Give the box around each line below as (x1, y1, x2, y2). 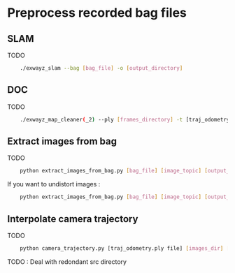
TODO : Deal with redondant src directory (7, 257, 127, 266)
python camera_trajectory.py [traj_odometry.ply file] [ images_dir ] (20, 244, 224, 252)
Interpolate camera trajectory (7, 213, 138, 225)
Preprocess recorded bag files (7, 5, 187, 21)
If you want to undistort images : (7, 180, 101, 189)
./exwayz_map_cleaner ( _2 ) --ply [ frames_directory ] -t (20, 116, 183, 123)
